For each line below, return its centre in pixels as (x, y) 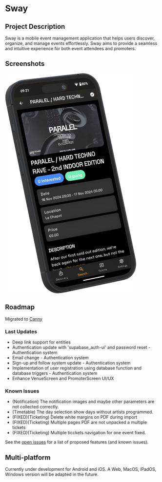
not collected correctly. (35, 407)
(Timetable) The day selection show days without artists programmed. (83, 412)
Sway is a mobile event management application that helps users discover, (80, 38)
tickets (19, 427)
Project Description (35, 27)
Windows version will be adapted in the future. (52, 474)
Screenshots (25, 64)
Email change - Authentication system (50, 357)
